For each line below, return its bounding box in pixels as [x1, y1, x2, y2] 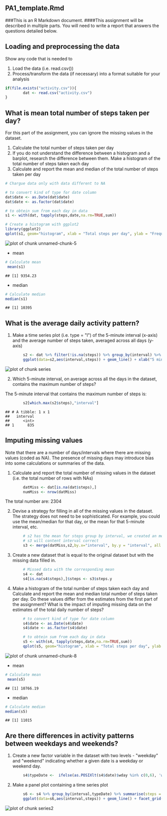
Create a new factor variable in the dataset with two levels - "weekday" [12, 753, 159, 759]
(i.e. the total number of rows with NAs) [12, 475, 93, 481]
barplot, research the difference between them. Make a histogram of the [12, 155, 161, 161]
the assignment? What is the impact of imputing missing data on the [12, 601, 152, 607]
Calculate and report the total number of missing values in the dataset [12, 470, 156, 476]
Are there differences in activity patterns [5, 732, 134, 740]
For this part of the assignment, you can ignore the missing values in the [5, 130, 153, 136]
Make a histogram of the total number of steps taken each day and [12, 585, 149, 591]
